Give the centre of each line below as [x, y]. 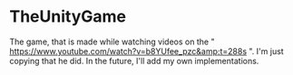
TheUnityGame [68, 17]
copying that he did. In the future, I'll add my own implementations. [134, 61]
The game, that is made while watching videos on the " [112, 42]
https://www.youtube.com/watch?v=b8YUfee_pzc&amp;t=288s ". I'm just [146, 51]
